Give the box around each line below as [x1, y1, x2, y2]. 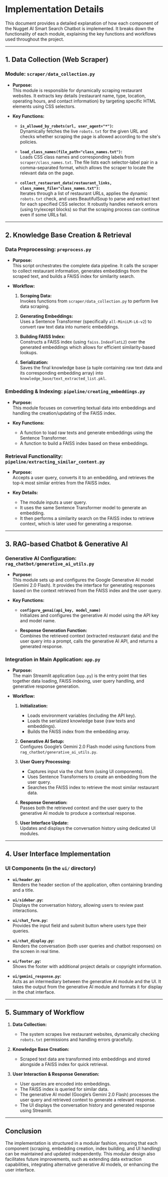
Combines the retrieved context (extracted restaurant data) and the [19, 632, 158, 638]
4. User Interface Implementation [5, 850, 111, 859]
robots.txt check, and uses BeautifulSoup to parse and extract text [19, 195, 160, 201]
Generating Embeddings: [19, 313, 73, 319]
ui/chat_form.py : [12, 917, 48, 923]
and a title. [12, 887, 34, 893]
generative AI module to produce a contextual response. [19, 810, 136, 816]
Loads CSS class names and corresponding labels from [19, 154, 134, 160]
